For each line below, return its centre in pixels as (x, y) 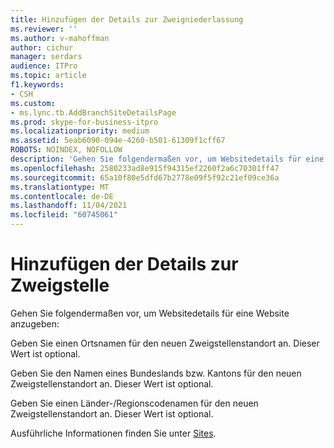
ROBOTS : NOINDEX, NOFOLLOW (66, 150)
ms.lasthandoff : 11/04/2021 (69, 206)
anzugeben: (35, 323)
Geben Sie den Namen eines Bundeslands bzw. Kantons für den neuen (156, 373)
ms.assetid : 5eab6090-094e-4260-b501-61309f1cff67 (118, 141)
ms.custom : (33, 103)
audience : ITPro (44, 66)
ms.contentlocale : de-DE (62, 196)
